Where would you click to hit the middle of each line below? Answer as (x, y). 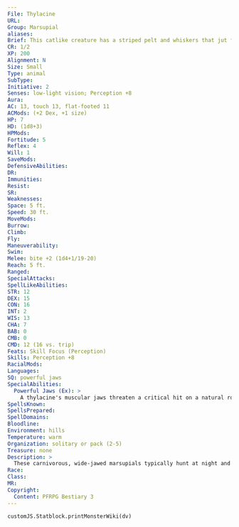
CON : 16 (19, 305)
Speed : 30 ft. (28, 213)
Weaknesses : (25, 199)
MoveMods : (22, 219)
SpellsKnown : (27, 404)
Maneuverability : (33, 245)
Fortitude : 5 (27, 139)
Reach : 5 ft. (27, 265)
